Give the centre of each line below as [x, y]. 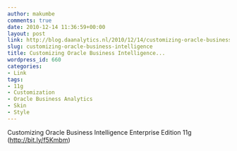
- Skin [17, 106]
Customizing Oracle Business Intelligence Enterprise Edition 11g [99, 132]
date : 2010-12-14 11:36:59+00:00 [56, 27]
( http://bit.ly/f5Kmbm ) [39, 140]
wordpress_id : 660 [34, 60]
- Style [19, 112]
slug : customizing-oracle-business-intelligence [80, 47]
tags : [15, 79]
